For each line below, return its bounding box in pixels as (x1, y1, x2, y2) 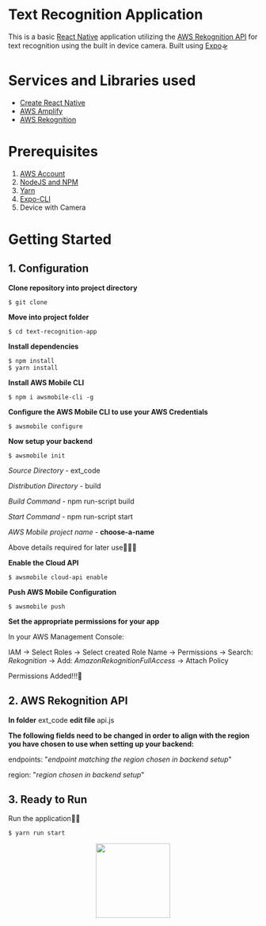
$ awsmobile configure (8, 422, 83, 430)
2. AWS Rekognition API (8, 694, 128, 708)
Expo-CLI (19, 194, 51, 203)
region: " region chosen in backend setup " (8, 770, 145, 779)
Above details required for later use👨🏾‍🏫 (8, 542, 137, 552)
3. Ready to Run (8, 793, 88, 807)
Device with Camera (19, 203, 86, 212)
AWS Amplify (19, 106, 63, 116)
